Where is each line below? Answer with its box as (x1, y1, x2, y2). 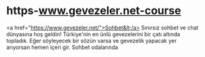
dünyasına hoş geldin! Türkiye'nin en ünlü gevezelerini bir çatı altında (6, 30, 181, 37)
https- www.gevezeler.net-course (6, 4, 182, 18)
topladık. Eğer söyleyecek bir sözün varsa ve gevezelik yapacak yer (6, 37, 177, 44)
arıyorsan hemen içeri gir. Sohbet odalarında (6, 44, 118, 51)
